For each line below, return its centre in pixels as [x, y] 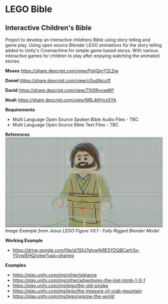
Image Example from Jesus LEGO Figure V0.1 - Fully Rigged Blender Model [82, 231]
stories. [13, 61]
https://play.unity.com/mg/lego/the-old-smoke [60, 285]
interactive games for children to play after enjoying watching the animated [82, 56]
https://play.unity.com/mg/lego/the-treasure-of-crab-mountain [77, 291]
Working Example [24, 240]
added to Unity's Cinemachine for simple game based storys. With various [82, 50]
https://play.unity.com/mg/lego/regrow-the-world [63, 296]
